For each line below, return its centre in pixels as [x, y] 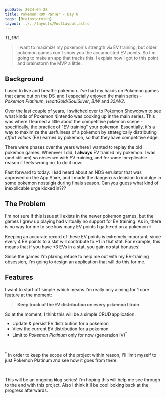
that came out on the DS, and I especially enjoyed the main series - [74, 96]
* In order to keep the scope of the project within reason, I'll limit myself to [81, 355]
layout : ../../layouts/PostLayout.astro [48, 24]
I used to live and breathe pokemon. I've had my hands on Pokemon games [82, 91]
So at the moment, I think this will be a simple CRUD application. [71, 314]
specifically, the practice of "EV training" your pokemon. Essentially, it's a [80, 127]
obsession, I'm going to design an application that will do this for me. [75, 262]
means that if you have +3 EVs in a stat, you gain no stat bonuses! [72, 247]
